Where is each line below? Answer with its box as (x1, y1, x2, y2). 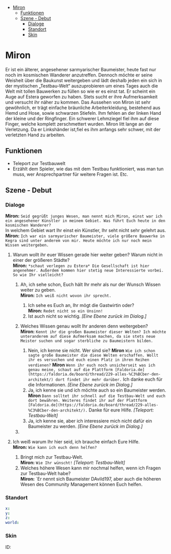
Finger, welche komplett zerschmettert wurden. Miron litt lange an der (5, 120, 152, 127)
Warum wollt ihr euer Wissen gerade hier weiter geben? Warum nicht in (12, 252, 163, 258)
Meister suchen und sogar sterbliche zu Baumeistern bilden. (20, 338, 153, 344)
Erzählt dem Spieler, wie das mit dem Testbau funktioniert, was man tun (12, 166, 164, 172)
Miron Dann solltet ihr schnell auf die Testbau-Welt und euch (28, 393, 166, 399)
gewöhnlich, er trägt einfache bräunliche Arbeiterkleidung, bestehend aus (5, 105, 161, 111)
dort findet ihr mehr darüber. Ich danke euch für (55, 376, 163, 382)
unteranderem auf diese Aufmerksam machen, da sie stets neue (20, 334, 156, 339)
